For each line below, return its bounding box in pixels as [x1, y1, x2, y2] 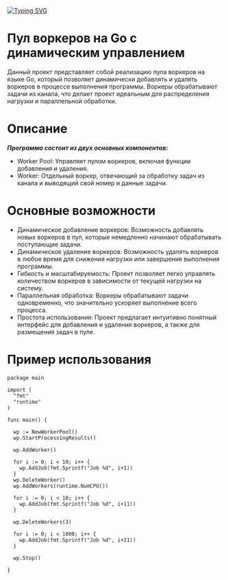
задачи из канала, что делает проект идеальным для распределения [7, 89, 210, 97]
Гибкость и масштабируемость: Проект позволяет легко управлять [16, 269, 216, 277]
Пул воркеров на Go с [7, 31, 137, 46]
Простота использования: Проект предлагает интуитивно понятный [16, 313, 217, 321]
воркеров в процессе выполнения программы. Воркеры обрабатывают [7, 82, 218, 91]
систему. [16, 283, 44, 292]
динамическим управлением [7, 45, 186, 61]
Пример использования [7, 352, 152, 367]
